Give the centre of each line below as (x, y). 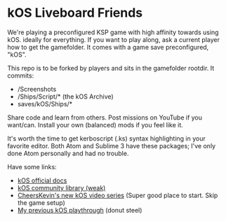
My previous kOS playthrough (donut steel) (80, 210)
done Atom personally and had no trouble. (68, 153)
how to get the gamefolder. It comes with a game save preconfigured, (108, 47)
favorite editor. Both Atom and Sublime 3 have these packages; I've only (112, 145)
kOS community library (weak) (61, 187)
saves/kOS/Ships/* (45, 104)
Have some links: (32, 166)
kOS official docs (42, 180)
